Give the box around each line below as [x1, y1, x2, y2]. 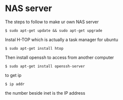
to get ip [5, 72, 22, 78]
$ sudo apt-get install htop [5, 46, 64, 51]
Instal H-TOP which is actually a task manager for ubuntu [5, 37, 118, 43]
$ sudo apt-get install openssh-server [5, 64, 85, 69]
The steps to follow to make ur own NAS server [5, 19, 99, 25]
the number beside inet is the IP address [5, 90, 85, 96]
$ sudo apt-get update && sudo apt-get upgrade [5, 28, 103, 33]
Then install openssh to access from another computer [5, 54, 114, 60]
